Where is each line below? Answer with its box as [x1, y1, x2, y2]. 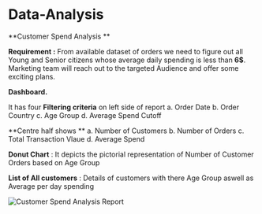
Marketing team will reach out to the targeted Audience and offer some [8, 63, 239, 72]
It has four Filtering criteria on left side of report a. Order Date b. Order [8, 102, 239, 112]
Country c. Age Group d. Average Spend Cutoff [8, 110, 162, 120]
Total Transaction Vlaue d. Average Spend [8, 134, 145, 143]
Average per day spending [8, 181, 95, 190]
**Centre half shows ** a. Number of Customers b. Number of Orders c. [8, 126, 245, 135]
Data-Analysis [8, 6, 104, 24]
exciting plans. [8, 72, 55, 81]
